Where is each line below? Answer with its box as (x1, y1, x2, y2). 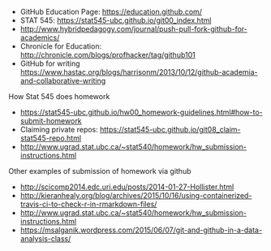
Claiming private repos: (19, 125, 99, 134)
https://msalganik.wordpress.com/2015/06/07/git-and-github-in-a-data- (19, 225, 262, 235)
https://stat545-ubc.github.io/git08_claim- (100, 125, 241, 134)
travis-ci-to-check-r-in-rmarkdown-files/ (19, 199, 157, 209)
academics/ (19, 32, 60, 42)
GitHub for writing (19, 58, 80, 68)
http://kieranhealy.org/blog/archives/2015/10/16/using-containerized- (19, 191, 252, 200)
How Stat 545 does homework (8, 92, 110, 101)
